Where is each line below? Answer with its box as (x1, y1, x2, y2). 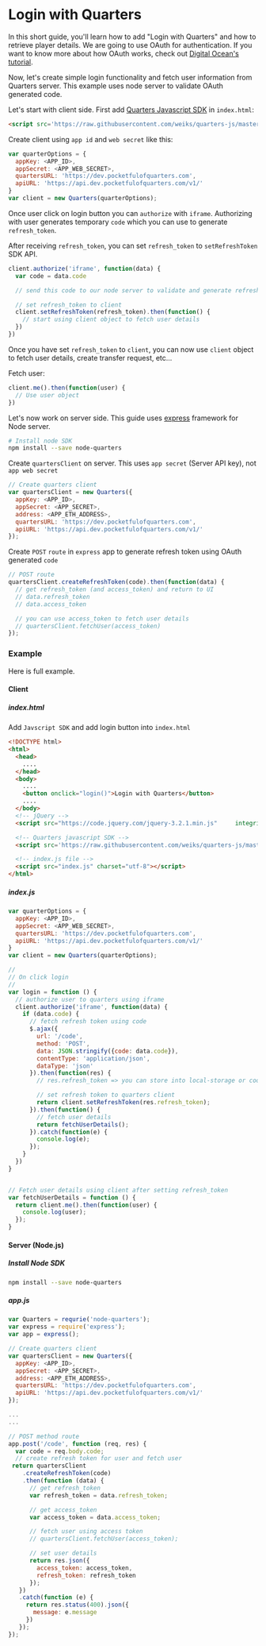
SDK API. (8, 249, 38, 259)
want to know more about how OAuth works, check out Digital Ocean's (8, 48, 239, 58)
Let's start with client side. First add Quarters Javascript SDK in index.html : (8, 105, 255, 114)
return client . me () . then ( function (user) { (15, 1201, 158, 1209)
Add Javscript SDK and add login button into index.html (8, 723, 191, 732)
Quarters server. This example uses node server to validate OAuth (8, 81, 224, 91)
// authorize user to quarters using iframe (15, 995, 165, 1003)
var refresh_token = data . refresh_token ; (28, 1491, 169, 1499)
